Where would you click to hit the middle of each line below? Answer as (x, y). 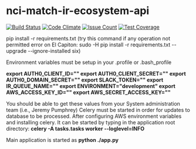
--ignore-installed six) (54, 50)
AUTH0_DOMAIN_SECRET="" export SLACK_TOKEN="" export (85, 80)
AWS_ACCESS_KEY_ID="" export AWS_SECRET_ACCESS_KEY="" (89, 92)
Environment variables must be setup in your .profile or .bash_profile (89, 62)
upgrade (16, 50)
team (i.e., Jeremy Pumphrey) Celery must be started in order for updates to (98, 110)
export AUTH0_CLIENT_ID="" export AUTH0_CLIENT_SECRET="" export (96, 73)
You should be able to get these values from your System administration (93, 103)
